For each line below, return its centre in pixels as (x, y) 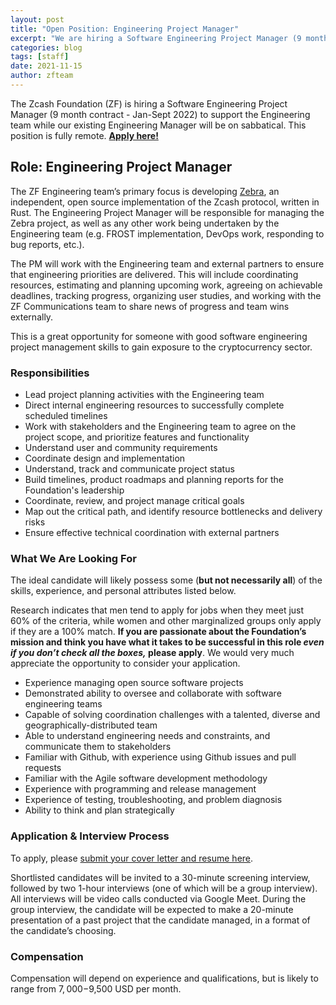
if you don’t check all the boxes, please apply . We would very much (152, 653)
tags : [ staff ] (40, 57)
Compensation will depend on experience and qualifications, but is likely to (164, 978)
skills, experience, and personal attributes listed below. (123, 591)
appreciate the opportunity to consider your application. (125, 663)
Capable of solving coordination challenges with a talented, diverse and (172, 715)
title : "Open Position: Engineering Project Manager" (125, 29)
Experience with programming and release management (140, 789)
